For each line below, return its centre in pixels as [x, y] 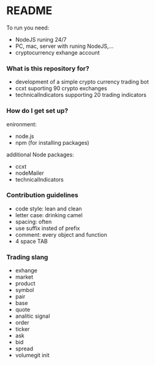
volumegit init [32, 355]
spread [24, 349]
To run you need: [28, 28]
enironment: [21, 124]
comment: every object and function [61, 234]
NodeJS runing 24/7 [41, 39]
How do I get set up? [37, 111]
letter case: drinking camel [49, 215]
